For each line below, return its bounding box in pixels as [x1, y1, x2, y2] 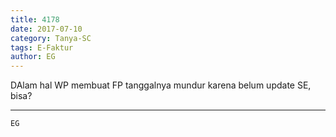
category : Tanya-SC [10, 33, 92, 43]
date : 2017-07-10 [10, 24, 83, 34]
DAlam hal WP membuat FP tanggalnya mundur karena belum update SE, [10, 79, 312, 91]
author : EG [10, 52, 56, 62]
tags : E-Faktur [10, 42, 74, 53]
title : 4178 [10, 14, 60, 25]
